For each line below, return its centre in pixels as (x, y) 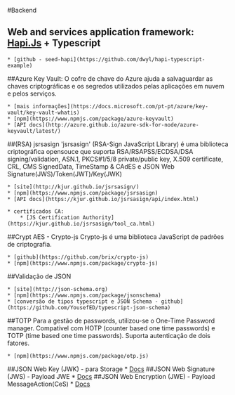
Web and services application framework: (101, 32)
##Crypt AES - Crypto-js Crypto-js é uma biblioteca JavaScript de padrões (116, 237)
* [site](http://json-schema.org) (58, 289)
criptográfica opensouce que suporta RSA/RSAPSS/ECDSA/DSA (100, 151)
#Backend (22, 10)
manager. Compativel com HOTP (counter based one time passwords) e (111, 328)
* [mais (19, 106)
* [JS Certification (50, 217)
